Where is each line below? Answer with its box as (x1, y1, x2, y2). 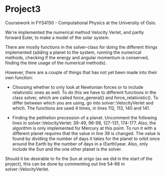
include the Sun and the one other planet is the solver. (12, 146, 122, 152)
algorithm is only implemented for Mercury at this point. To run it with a (12, 125, 157, 131)
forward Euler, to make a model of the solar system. (5, 35, 110, 40)
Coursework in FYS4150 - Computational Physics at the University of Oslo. (5, 20, 157, 26)
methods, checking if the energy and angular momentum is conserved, (5, 54, 149, 60)
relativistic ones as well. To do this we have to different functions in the (12, 89, 157, 95)
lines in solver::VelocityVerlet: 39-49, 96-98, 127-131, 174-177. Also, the (12, 120, 156, 126)
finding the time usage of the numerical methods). (5, 60, 107, 66)
